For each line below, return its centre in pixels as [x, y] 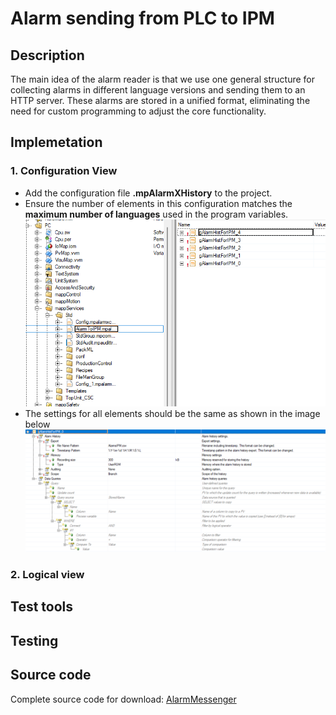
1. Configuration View [64, 171]
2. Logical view [47, 575]
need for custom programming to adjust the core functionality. [138, 111]
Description [47, 55]
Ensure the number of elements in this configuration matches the [158, 203]
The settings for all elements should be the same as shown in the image [172, 414]
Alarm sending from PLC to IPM [142, 18]
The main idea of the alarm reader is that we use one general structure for [162, 79]
